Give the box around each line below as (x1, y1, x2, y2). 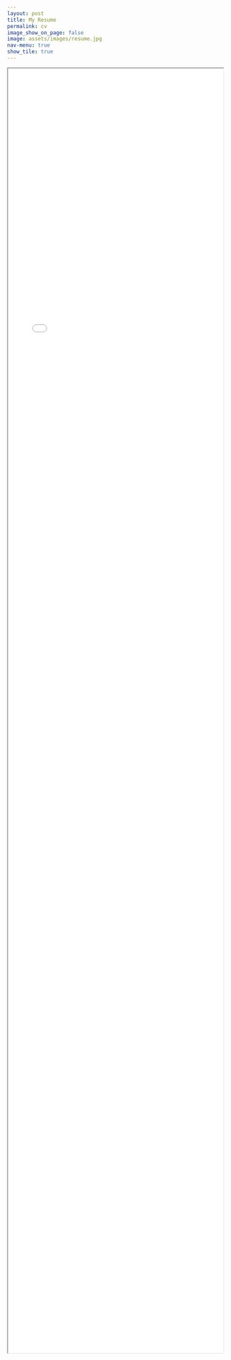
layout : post (7, 10, 44, 17)
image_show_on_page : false (7, 29, 84, 36)
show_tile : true (7, 49, 53, 55)
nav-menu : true (7, 42, 51, 49)
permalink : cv (7, 23, 48, 29)
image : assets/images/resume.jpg (7, 36, 103, 42)
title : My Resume (7, 16, 57, 23)
